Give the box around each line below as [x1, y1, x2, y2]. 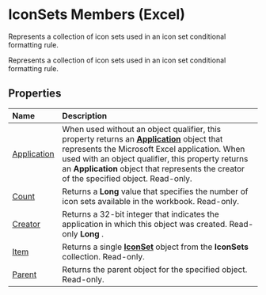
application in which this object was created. [62, 218, 228, 229]
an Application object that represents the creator [62, 163, 245, 174]
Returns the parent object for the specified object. [62, 263, 248, 274]
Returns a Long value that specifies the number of [62, 186, 249, 197]
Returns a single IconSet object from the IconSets [62, 241, 249, 252]
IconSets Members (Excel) [8, 6, 186, 24]
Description [62, 110, 108, 121]
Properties [8, 87, 62, 100]
